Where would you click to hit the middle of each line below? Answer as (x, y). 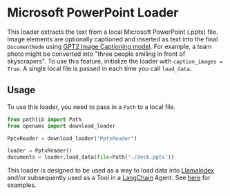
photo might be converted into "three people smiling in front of (96, 54)
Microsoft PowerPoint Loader (93, 13)
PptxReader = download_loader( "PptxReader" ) (72, 138)
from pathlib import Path (44, 119)
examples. (22, 185)
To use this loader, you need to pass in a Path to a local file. (92, 107)
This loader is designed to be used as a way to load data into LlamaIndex (111, 170)
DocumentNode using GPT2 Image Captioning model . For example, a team (109, 46)
